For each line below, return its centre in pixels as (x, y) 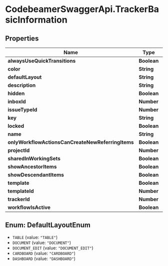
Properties (22, 38)
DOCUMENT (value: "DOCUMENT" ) (42, 242)
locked (16, 126)
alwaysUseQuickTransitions (42, 61)
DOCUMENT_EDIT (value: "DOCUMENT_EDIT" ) (53, 248)
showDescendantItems (36, 175)
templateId (21, 191)
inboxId (17, 101)
